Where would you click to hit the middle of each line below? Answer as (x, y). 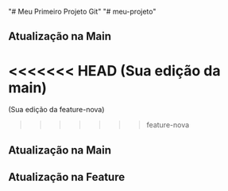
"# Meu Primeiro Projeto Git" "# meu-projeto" (82, 12)
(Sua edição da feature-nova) (56, 110)
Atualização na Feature (67, 177)
